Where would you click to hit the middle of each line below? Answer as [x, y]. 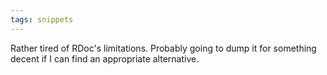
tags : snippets [42, 19]
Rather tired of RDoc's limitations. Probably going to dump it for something [163, 48]
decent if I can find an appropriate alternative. [105, 58]
